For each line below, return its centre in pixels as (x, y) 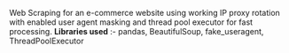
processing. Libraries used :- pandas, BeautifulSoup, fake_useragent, (137, 31)
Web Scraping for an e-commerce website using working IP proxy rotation (145, 13)
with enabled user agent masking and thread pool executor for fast (131, 22)
